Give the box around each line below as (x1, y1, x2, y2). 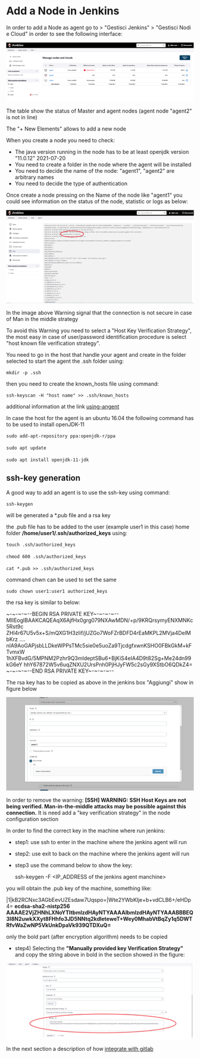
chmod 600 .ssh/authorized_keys (6, 553, 86, 559)
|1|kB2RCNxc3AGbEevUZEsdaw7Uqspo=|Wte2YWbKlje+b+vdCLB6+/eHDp (6, 897, 192, 904)
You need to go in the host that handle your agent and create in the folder (6, 351, 186, 358)
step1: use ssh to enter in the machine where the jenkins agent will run (14, 839, 187, 846)
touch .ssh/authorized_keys (6, 542, 76, 547)
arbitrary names (14, 173, 55, 181)
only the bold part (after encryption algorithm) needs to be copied (6, 933, 168, 941)
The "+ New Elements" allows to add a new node (6, 125, 127, 132)
